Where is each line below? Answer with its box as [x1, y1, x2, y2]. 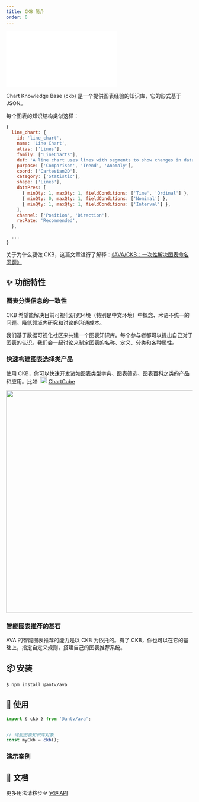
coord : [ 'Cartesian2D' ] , [17, 168, 78, 174]
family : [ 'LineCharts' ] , [17, 151, 78, 157]
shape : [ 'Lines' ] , [17, 179, 62, 185]
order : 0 [6, 14, 28, 20]
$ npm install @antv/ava [6, 681, 68, 687]
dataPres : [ [17, 185, 46, 191]
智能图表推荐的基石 [6, 622, 61, 630]
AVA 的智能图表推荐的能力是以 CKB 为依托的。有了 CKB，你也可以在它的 [6, 636, 184, 644]
